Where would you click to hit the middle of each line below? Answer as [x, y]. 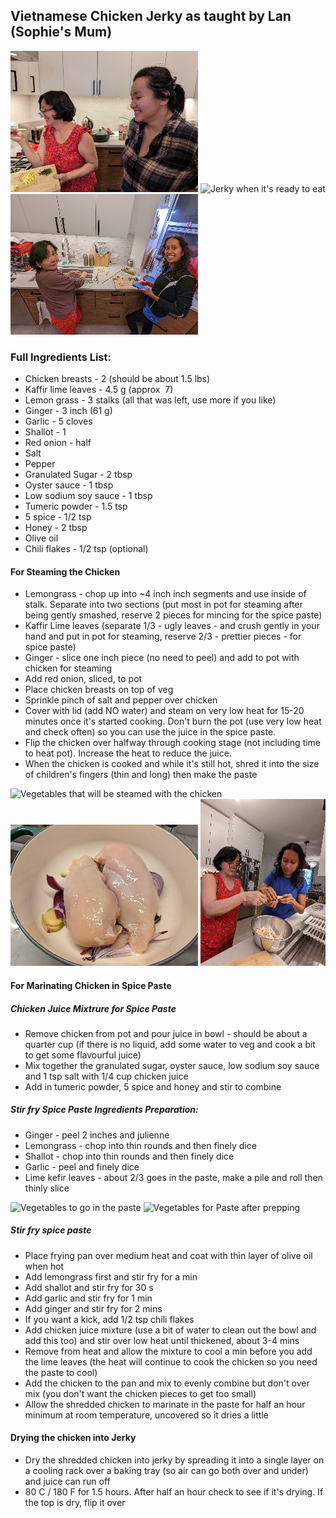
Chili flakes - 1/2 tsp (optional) [86, 549]
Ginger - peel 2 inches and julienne [97, 1135]
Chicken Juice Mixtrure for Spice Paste [93, 1008]
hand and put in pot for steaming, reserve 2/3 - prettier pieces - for [163, 636]
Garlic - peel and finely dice [82, 1166]
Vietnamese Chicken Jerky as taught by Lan [151, 16]
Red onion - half [58, 443]
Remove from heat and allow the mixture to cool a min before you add [168, 1351]
